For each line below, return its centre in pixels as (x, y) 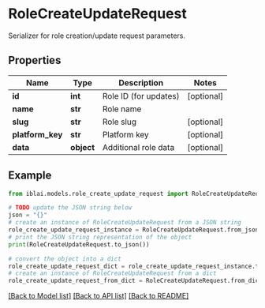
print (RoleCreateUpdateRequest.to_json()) (79, 244)
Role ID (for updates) (141, 96)
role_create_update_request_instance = (74, 230)
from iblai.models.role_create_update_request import (99, 193)
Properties (35, 60)
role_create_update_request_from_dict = (76, 281)
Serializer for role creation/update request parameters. (97, 36)
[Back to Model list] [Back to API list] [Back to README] (99, 296)
